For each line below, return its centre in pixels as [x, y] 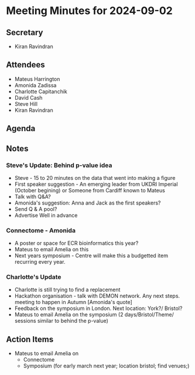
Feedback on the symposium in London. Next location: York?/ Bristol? [98, 308]
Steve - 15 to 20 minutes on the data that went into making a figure [95, 178]
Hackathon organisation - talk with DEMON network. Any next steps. [97, 296]
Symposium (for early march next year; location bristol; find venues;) [106, 366]
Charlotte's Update [34, 277]
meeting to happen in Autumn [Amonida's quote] [73, 302]
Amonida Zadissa [35, 85]
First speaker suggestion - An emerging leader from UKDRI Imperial [96, 184]
